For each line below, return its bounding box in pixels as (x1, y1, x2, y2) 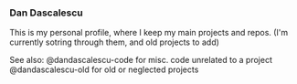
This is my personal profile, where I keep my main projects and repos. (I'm (9, 27, 289, 38)
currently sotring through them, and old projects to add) (9, 37, 219, 47)
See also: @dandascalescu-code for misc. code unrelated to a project (9, 55, 272, 66)
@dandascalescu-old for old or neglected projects (9, 64, 199, 75)
